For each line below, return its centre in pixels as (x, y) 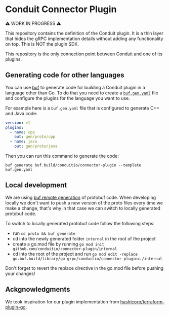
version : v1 (18, 123)
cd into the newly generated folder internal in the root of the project (84, 238)
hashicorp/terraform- (142, 302)
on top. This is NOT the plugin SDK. (42, 44)
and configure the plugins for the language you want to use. (68, 98)
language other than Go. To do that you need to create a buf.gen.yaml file (82, 93)
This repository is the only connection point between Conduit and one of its (84, 54)
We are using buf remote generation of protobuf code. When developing (81, 197)
